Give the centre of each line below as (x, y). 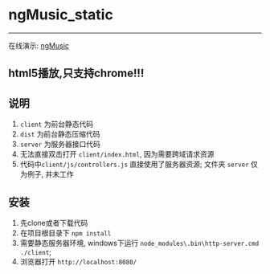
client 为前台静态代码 (57, 124)
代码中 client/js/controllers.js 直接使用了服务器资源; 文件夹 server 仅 (139, 164)
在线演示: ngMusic (39, 45)
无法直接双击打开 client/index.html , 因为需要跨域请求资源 (117, 154)
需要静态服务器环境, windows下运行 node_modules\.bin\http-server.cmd (139, 243)
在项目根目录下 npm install (65, 233)
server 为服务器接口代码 (60, 144)
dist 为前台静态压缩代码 (60, 134)
